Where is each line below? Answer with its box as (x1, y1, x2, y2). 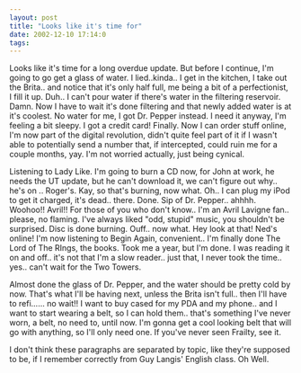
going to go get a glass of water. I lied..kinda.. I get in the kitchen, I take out (9, 73, 288, 84)
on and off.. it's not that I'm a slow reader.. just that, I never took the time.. (9, 253, 283, 263)
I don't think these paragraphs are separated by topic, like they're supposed (9, 344, 290, 355)
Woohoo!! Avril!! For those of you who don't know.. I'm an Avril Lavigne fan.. (9, 204, 289, 216)
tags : (9, 38, 30, 48)
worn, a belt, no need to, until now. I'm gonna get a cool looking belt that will (9, 317, 292, 328)
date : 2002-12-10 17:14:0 (9, 30, 106, 39)
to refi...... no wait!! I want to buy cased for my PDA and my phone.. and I (9, 298, 278, 309)
